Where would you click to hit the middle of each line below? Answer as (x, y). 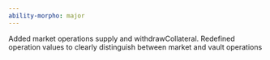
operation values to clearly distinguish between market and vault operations (135, 47)
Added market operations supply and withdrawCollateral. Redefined (122, 38)
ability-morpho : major (47, 16)
